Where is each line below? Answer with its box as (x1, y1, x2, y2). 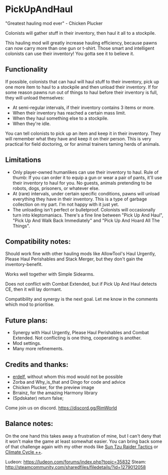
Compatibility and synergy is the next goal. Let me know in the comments (5, 296, 158, 302)
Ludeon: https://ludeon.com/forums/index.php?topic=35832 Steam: (5, 458, 146, 465)
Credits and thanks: (5, 360, 69, 369)
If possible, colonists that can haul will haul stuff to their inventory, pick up (5, 78, 159, 84)
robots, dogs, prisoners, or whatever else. (12, 185, 100, 191)
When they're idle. (12, 120, 51, 127)
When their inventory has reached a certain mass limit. (12, 110, 126, 116)
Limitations (5, 155, 41, 165)
